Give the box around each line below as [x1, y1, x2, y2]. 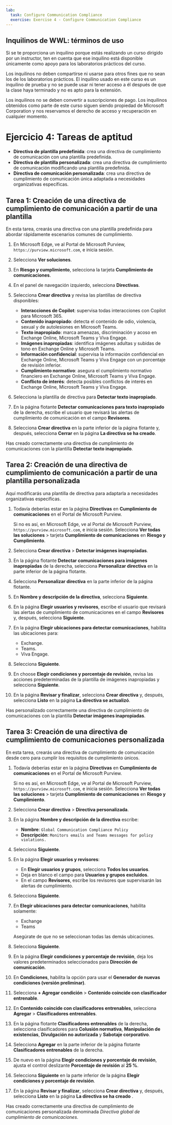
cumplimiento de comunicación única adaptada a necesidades [13, 176, 145, 182]
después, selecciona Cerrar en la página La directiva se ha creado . [13, 430, 157, 436]
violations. [20, 837, 47, 842]
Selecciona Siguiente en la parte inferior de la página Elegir [13, 1072, 140, 1078]
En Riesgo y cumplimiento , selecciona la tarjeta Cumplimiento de [13, 266, 153, 273]
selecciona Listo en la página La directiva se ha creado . [13, 1093, 134, 1099]
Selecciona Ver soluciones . [13, 257, 72, 263]
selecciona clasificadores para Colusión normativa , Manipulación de [13, 1026, 161, 1032]
